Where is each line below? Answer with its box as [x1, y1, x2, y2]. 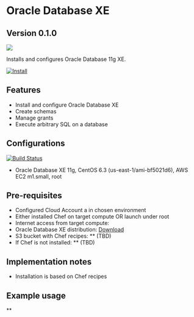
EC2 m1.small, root [15, 173, 62, 180]
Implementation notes [6, 257, 92, 267]
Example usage [6, 290, 66, 301]
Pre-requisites [6, 190, 62, 201]
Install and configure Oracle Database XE [15, 101, 119, 109]
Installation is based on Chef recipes [15, 272, 107, 280]
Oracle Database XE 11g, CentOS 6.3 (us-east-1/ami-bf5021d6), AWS [15, 166, 189, 174]
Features [6, 85, 41, 95]
